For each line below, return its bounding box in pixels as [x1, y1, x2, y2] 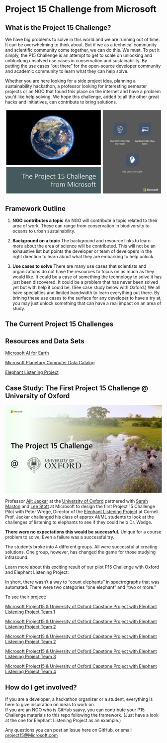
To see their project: [5, 594, 46, 600]
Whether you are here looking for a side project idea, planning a [5, 78, 136, 84]
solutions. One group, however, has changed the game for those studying [5, 549, 156, 555]
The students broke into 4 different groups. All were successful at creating [5, 544, 158, 550]
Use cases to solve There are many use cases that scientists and [12, 263, 147, 269]
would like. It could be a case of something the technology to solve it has [12, 274, 162, 280]
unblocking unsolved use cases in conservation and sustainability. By [5, 58, 148, 63]
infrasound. [5, 554, 29, 560]
